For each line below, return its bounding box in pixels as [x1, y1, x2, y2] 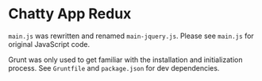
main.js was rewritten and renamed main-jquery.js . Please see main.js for [8, 31, 254, 40]
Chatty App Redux [8, 5, 132, 23]
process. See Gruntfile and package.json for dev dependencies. [8, 63, 220, 72]
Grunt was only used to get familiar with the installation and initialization [8, 55, 243, 64]
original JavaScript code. [8, 39, 90, 48]
